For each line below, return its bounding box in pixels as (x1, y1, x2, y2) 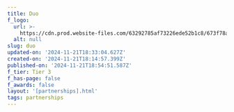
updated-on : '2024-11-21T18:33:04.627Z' (7, 49, 127, 56)
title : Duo (7, 10, 39, 17)
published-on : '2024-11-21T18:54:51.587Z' (7, 62, 132, 69)
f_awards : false (7, 81, 54, 88)
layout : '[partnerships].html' (7, 88, 98, 95)
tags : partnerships (7, 95, 64, 102)
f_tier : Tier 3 (7, 68, 52, 75)
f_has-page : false (7, 74, 61, 82)
